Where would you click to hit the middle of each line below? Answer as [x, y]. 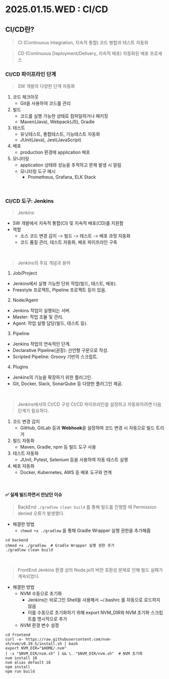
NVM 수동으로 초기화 [41, 593]
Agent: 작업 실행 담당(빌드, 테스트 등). [50, 323]
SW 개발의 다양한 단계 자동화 [46, 86]
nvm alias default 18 [28, 662]
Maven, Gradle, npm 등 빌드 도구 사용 [58, 447]
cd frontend [18, 635]
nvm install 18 [21, 658]
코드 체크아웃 [26, 97]
